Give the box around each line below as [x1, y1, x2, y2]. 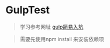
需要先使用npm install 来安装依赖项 [19, 35, 105, 42]
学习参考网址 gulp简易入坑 [19, 23, 84, 30]
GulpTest [5, 3, 50, 17]
